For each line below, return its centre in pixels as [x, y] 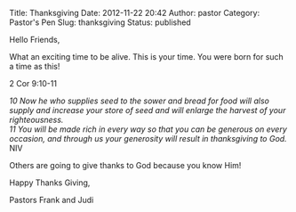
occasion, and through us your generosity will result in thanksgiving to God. [148, 139]
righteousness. [36, 120]
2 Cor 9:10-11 [33, 83]
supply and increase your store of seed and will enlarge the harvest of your [148, 110]
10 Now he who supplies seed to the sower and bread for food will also [139, 101]
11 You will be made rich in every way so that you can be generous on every [148, 129]
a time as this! [35, 66]
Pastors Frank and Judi [52, 200]
